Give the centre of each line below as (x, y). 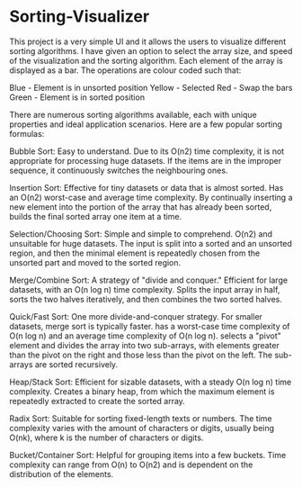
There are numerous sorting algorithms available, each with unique (133, 114)
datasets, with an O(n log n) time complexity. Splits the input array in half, (145, 289)
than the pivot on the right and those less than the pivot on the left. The (141, 355)
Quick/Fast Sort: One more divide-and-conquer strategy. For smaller (136, 316)
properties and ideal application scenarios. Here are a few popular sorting (146, 124)
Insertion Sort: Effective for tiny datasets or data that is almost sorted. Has (147, 187)
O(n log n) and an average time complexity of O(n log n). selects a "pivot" (145, 336)
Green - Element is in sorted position (77, 97)
